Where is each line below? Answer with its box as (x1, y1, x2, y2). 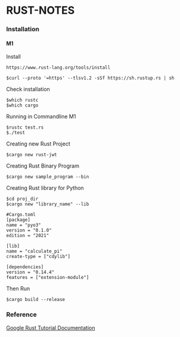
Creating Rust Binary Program (6, 162, 79, 169)
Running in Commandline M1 (6, 113, 76, 120)
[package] (6, 217, 31, 223)
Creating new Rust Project (6, 140, 70, 147)
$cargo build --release (6, 297, 66, 303)
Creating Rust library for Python (6, 184, 85, 192)
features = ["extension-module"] (6, 275, 89, 281)
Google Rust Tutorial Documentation (6, 324, 95, 331)
